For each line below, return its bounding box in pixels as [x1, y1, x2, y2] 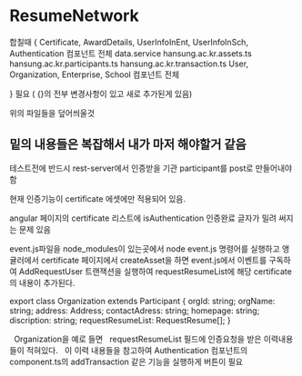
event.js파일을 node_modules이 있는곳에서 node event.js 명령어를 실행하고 [9, 242, 280, 254]
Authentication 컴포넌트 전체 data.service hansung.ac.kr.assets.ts [9, 47, 252, 59]
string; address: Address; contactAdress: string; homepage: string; [9, 305, 260, 316]
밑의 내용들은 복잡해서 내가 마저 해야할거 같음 [9, 137, 247, 153]
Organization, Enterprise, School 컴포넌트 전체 [9, 69, 180, 80]
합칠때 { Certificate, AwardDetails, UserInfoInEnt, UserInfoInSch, [9, 36, 248, 47]
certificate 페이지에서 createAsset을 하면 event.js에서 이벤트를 [40, 254, 267, 265]
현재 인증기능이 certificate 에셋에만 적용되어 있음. [9, 193, 186, 204]
